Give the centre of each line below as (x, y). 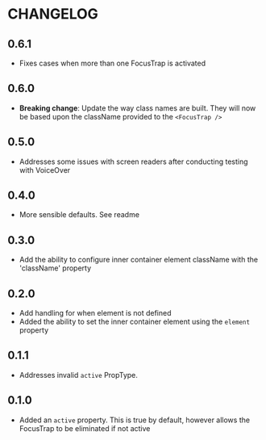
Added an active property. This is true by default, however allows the (135, 420)
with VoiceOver (45, 170)
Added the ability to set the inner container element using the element (135, 322)
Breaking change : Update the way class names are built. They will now (137, 108)
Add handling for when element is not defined (95, 313)
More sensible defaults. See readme (79, 215)
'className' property (55, 268)
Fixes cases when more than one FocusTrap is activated (112, 63)
